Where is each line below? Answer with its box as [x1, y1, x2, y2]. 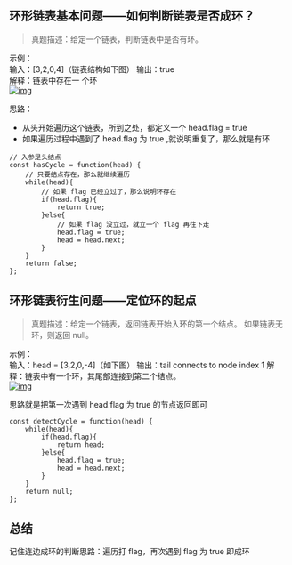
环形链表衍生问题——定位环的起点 [9, 293, 197, 309]
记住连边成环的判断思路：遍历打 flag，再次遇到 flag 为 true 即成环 [9, 546, 251, 557]
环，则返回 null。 [30, 329, 94, 340]
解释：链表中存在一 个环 [9, 75, 98, 85]
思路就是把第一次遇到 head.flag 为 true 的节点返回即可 [9, 399, 208, 409]
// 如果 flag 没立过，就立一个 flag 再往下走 [56, 220, 210, 229]
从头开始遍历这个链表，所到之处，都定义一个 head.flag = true [21, 122, 247, 133]
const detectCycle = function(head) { [9, 416, 153, 425]
